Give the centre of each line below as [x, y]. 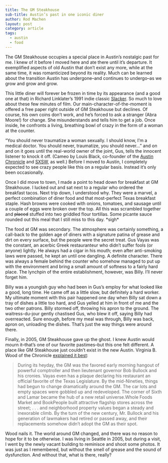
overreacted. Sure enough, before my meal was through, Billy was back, [80, 319]
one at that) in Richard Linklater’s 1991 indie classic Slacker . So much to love [83, 98]
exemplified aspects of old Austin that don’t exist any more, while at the [79, 67]
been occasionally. [25, 172]
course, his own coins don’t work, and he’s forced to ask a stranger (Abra [81, 114]
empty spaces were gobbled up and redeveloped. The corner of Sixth [90, 392]
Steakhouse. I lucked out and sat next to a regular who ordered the [74, 187]
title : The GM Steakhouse [32, 10]
